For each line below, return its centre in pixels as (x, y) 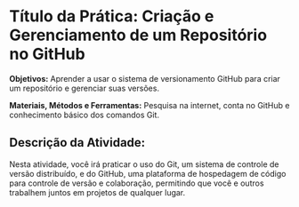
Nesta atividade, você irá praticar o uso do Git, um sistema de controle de (144, 164)
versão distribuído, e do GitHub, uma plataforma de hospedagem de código (148, 173)
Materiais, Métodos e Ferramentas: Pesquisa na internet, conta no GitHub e (149, 105)
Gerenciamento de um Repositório (138, 35)
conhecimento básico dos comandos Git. (85, 115)
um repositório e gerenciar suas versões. (85, 88)
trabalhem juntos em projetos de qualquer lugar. (97, 192)
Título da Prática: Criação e (112, 16)
